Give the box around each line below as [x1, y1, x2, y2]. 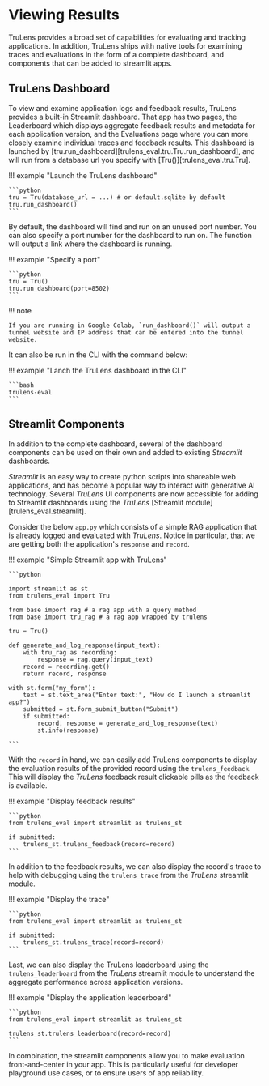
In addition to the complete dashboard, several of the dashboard [8, 439, 223, 449]
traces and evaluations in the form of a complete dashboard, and [8, 49, 225, 59]
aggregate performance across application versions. [8, 977, 183, 986]
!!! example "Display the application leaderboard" [8, 992, 172, 1002]
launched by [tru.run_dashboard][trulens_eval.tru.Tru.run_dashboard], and [8, 146, 256, 155]
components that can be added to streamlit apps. [8, 58, 172, 68]
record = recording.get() [23, 662, 111, 671]
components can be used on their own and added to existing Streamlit [8, 447, 242, 457]
